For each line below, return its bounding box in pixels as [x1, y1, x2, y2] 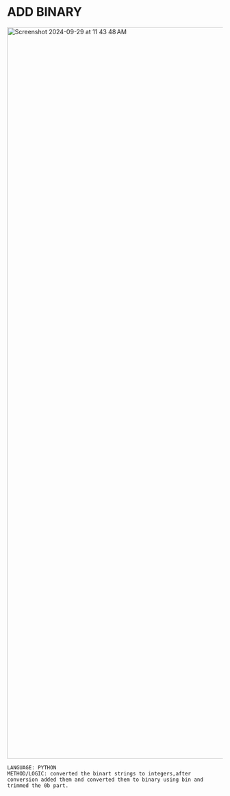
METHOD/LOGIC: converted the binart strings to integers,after [7, 770, 192, 777]
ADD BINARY [7, 4, 82, 20]
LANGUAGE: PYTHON [7, 764, 57, 771]
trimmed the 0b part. [7, 782, 69, 789]
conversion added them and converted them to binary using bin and [7, 776, 204, 783]
